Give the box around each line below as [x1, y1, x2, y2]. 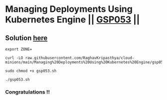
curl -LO [5, 55, 23, 60]
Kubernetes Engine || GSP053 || [5, 14, 140, 25]
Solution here [5, 34, 48, 42]
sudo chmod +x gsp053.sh [5, 68, 57, 73]
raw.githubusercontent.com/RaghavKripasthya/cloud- [25, 55, 135, 60]
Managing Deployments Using [5, 3, 133, 15]
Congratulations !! [5, 88, 50, 95]
